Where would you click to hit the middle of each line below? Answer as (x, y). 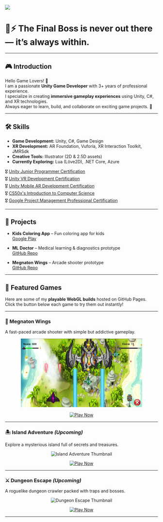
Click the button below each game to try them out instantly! (64, 304)
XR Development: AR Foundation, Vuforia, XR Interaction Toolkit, (77, 146)
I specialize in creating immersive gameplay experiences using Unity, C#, (79, 96)
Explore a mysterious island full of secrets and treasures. (62, 445)
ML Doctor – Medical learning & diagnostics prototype (66, 248)
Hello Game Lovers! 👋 (27, 80)
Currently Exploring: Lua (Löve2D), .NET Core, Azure (66, 161)
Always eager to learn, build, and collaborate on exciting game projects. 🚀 (79, 106)
